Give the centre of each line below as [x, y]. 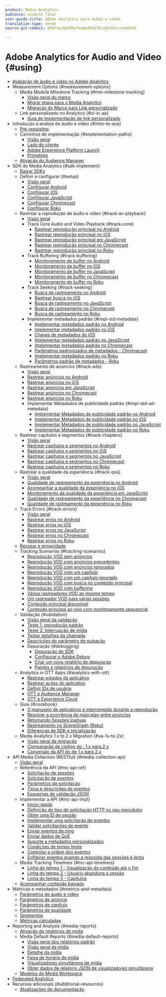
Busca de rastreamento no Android [70, 293]
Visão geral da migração [52, 741]
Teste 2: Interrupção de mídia [57, 630]
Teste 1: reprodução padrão [55, 625]
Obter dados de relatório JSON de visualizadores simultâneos [90, 968]
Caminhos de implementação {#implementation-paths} [76, 134]
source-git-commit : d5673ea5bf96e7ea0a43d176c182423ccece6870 [71, 28]
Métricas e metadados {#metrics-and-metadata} [62, 889]
